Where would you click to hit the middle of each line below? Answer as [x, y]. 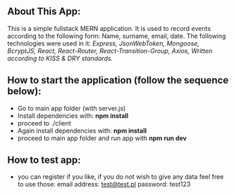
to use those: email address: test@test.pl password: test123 [104, 184]
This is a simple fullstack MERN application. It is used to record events [109, 28]
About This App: [44, 12]
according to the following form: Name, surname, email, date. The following [117, 36]
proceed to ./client [44, 123]
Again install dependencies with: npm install [82, 130]
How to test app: [44, 160]
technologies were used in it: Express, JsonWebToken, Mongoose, [103, 43]
